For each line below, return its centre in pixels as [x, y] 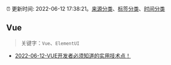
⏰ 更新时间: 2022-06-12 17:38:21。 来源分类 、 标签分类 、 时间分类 [86, 9]
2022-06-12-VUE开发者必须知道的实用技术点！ [73, 55]
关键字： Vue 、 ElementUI [50, 43]
